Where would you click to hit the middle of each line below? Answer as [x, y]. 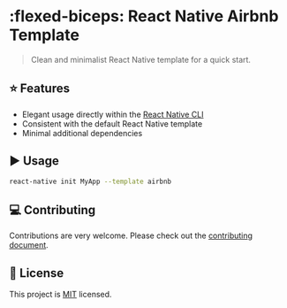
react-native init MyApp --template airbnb [91, 181]
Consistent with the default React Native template [112, 123]
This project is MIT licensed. [60, 295]
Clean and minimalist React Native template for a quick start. [141, 59]
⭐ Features [40, 89]
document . [29, 245]
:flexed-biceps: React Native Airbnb [144, 16]
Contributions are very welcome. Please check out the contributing [131, 235]
